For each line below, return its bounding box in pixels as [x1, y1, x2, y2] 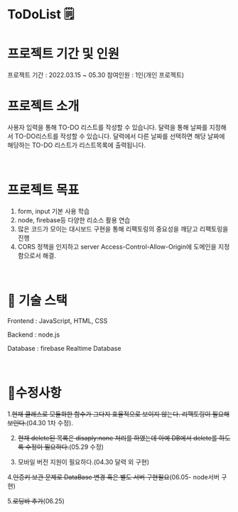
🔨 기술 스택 [7, 293, 67, 309]
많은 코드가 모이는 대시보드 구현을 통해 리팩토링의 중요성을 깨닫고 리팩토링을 [17, 225, 229, 233]
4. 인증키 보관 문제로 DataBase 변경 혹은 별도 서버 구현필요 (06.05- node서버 [7, 472, 220, 481]
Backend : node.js [7, 330, 60, 339]
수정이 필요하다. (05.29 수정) [25, 442, 104, 451]
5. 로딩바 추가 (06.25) [7, 496, 65, 505]
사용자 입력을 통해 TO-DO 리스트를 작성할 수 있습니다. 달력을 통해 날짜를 [7, 123, 208, 132]
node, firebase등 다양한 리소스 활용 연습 [17, 216, 131, 224]
